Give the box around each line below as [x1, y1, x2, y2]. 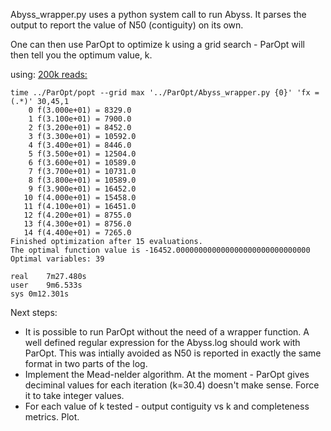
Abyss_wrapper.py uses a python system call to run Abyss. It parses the [10, 9, 307, 20]
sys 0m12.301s [10, 289, 70, 299]
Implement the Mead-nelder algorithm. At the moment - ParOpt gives [24, 369, 310, 380]
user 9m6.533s [10, 280, 83, 290]
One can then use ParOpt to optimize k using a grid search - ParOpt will [10, 39, 305, 50]
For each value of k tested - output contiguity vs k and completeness [24, 400, 310, 412]
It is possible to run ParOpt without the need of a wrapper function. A [24, 326, 310, 338]
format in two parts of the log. [24, 358, 148, 369]
